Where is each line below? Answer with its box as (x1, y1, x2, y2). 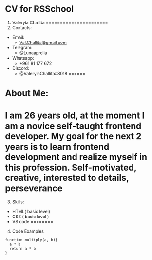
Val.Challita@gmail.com (19, 39, 67, 45)
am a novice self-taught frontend (5, 121, 142, 131)
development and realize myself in (5, 152, 148, 163)
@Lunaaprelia (19, 50, 47, 56)
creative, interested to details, (5, 173, 129, 184)
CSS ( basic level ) (12, 214, 49, 219)
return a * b (9, 246, 36, 251)
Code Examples (12, 228, 44, 234)
